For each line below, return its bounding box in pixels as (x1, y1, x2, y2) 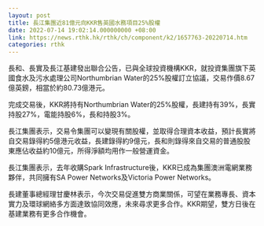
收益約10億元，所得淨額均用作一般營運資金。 (28, 146, 174, 156)
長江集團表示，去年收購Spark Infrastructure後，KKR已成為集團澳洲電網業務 (8, 163, 253, 172)
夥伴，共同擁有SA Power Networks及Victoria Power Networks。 (8, 172, 216, 182)
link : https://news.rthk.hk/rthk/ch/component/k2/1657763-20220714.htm (8, 33, 247, 42)
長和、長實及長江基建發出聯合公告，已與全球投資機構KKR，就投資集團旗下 (8, 64, 249, 73)
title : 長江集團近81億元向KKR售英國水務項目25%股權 (8, 19, 161, 27)
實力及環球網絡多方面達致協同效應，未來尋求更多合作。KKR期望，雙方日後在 (8, 199, 256, 209)
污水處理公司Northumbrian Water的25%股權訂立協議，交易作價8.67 (35, 73, 255, 83)
